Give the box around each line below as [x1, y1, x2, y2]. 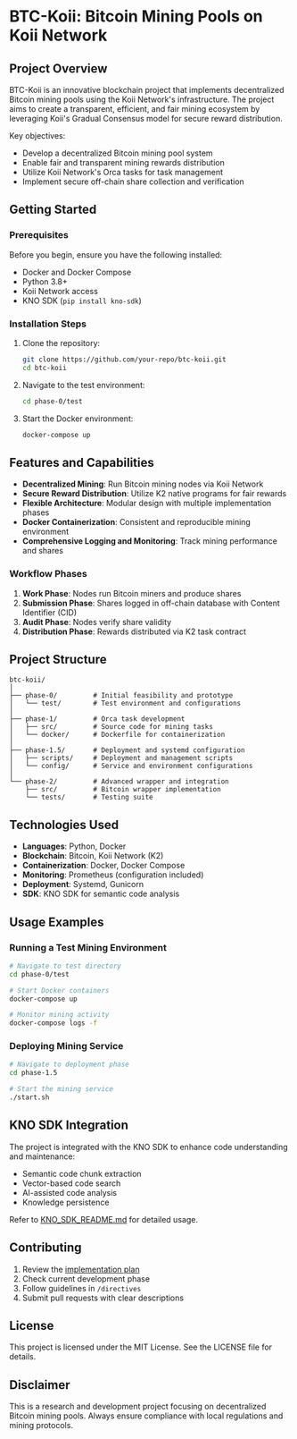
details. [9, 1351, 37, 1362]
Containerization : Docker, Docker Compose [21, 860, 186, 871]
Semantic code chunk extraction [21, 1168, 142, 1179]
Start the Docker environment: [21, 413, 134, 424]
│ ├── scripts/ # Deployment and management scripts [9, 754, 234, 763]
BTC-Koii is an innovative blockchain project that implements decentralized [9, 85, 285, 95]
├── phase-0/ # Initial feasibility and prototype [9, 691, 234, 700]
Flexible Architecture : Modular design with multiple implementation [21, 498, 272, 509]
